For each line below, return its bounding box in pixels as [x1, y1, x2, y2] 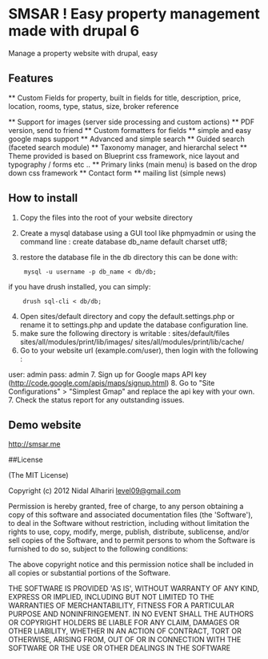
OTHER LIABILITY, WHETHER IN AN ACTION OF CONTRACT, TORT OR [8, 626, 242, 636]
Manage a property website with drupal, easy [8, 48, 158, 58]
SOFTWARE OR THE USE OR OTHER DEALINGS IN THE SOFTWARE [8, 643, 230, 653]
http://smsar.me [8, 439, 61, 449]
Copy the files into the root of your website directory [19, 212, 194, 222]
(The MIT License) [8, 471, 70, 480]
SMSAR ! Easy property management [8, 5, 260, 23]
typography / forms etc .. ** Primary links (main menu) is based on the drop [8, 160, 258, 169]
